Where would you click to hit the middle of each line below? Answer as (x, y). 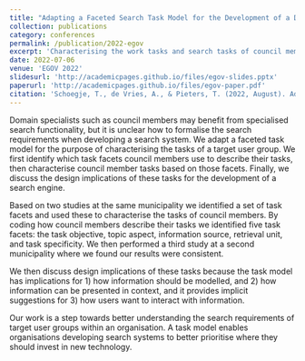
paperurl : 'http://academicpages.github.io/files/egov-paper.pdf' (138, 85)
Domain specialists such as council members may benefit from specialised (149, 120)
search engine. (37, 187)
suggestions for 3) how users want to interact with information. (127, 300)
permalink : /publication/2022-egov (77, 43)
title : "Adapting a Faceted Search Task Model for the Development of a (150, 18)
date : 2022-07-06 (42, 60)
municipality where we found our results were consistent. (117, 253)
